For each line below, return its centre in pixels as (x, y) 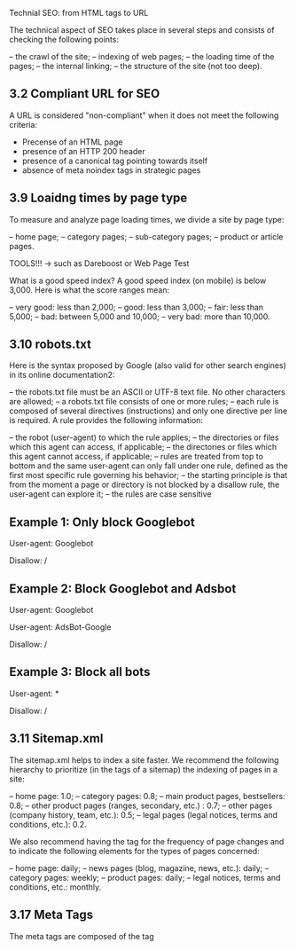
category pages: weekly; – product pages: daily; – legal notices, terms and (145, 877)
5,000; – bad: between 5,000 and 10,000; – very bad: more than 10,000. (140, 316)
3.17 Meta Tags (51, 915)
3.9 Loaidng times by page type (98, 198)
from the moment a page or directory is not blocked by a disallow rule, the (145, 485)
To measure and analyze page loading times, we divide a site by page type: (147, 219)
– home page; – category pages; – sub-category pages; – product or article (146, 236)
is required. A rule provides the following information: (106, 420)
